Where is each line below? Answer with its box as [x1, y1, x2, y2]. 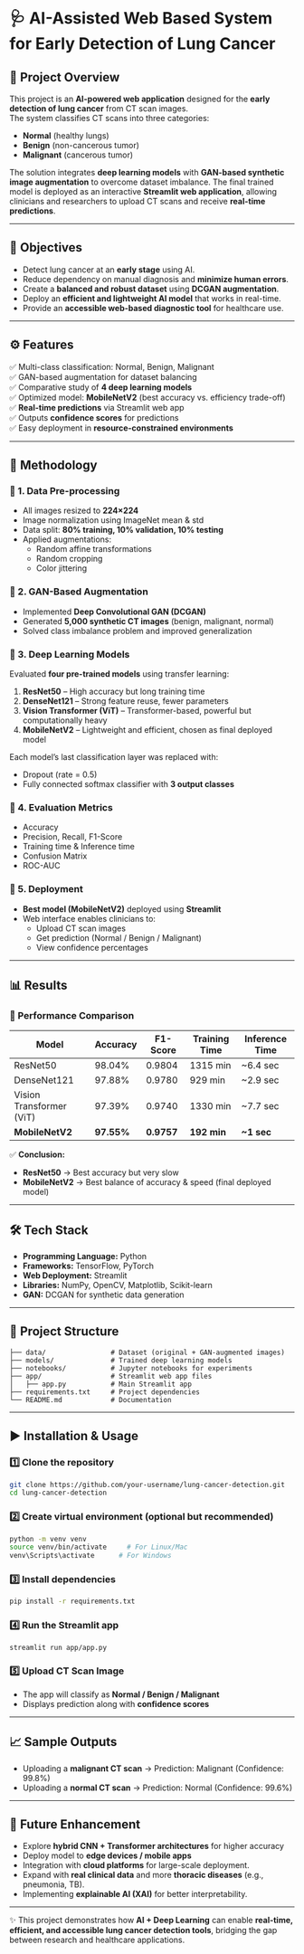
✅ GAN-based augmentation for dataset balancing [9, 371, 197, 382]
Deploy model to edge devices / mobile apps [22, 1850, 192, 1861]
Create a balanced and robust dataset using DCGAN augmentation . [22, 283, 280, 294]
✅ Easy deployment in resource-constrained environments [9, 422, 233, 433]
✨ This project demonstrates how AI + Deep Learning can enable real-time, [9, 1915, 294, 1926]
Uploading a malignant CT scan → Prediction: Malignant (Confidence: [22, 1762, 285, 1774]
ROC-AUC [22, 860, 61, 871]
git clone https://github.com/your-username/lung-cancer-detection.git [9, 1480, 285, 1489]
